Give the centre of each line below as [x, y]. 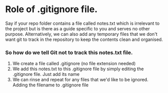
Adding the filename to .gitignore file [50, 85]
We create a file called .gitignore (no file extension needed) [74, 64]
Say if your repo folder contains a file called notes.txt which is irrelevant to [82, 23]
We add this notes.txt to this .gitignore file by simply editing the [78, 69]
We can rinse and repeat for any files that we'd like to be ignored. [80, 80]
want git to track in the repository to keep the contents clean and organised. [84, 39]
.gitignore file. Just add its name [46, 74]
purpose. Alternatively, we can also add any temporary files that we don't [81, 34]
